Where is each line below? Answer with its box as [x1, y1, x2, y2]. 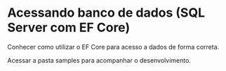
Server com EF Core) [7, 19, 131, 35]
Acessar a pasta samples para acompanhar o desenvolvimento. [7, 56, 192, 64]
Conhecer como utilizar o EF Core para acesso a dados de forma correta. [7, 42, 220, 51]
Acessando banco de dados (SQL [7, 5, 206, 21]
